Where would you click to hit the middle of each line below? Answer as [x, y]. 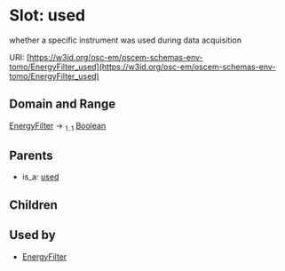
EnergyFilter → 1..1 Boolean [58, 127]
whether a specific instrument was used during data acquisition [126, 40]
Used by [32, 235]
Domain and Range [63, 104]
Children [33, 205]
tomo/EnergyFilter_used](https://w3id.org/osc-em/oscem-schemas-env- [142, 67]
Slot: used [47, 16]
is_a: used [40, 177]
